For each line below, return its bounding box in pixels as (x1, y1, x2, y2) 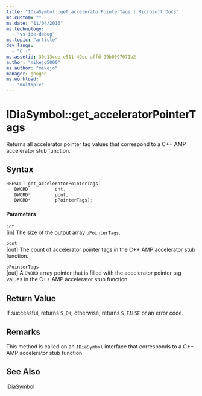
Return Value (6, 293, 56, 304)
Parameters (6, 210, 36, 217)
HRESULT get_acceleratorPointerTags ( (6, 180, 101, 187)
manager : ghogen (6, 71, 47, 77)
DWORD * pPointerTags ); (14, 197, 93, 203)
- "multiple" (11, 82, 45, 88)
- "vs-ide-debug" (11, 31, 55, 37)
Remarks (6, 327, 41, 337)
